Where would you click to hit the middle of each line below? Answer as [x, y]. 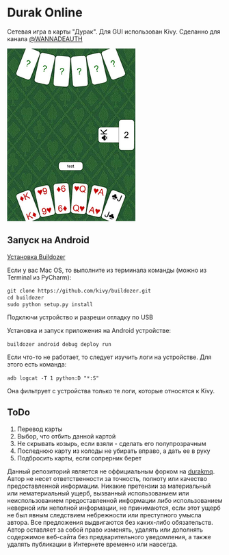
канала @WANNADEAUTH [45, 38]
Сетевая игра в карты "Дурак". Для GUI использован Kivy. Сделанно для [114, 32]
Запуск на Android [49, 240]
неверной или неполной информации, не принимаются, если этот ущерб [114, 508]
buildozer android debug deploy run [59, 344]
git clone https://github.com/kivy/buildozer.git [79, 291]
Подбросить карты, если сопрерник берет [79, 458]
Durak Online [45, 13]
